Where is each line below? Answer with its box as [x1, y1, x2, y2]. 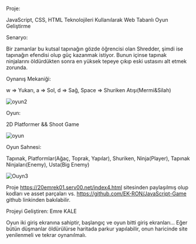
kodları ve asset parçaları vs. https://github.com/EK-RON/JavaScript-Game [6, 190, 187, 197]
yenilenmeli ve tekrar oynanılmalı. [6, 232, 87, 238]
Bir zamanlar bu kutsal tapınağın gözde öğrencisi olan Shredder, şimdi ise [6, 45, 184, 52]
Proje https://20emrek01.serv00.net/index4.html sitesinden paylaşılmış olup [6, 184, 189, 191]
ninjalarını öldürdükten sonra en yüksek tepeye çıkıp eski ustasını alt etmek [6, 58, 187, 65]
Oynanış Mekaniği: [6, 76, 51, 82]
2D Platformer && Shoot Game [6, 121, 79, 128]
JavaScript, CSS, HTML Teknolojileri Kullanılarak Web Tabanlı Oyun [6, 16, 168, 23]
